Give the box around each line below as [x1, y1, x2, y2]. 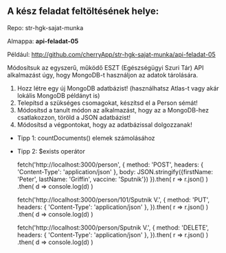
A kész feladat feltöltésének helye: [7, 5, 159, 17]
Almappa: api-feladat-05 [7, 37, 79, 45]
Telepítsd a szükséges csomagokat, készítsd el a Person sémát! [16, 99, 198, 107]
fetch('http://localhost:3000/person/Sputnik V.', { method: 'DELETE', [16, 223, 210, 232]
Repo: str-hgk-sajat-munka [7, 23, 84, 32]
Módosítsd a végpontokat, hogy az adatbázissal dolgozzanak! [16, 120, 192, 129]
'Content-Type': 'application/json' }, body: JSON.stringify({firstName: [16, 167, 213, 176]
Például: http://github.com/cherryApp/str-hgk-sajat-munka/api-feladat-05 [7, 50, 216, 58]
